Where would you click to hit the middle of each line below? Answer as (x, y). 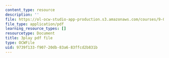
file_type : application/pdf (35, 24)
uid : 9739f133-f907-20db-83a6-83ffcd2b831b (52, 47)
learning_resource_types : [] (36, 29)
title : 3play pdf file (29, 38)
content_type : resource (30, 10)
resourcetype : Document (30, 33)
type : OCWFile (20, 43)
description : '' (22, 15)
